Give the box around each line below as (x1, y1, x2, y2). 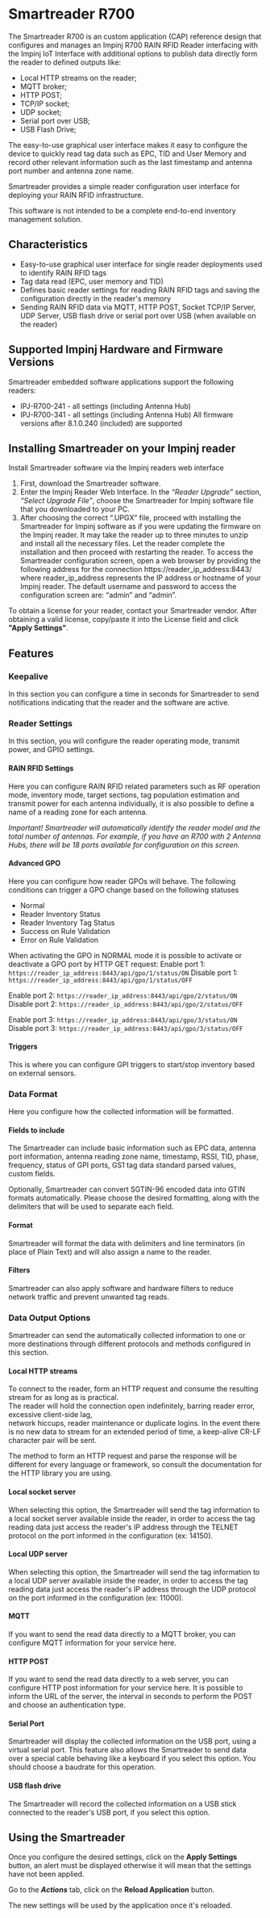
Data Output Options (8, 1312, 91, 1323)
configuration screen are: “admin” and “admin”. (19, 591, 177, 600)
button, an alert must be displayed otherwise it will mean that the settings (8, 1861, 252, 1870)
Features (8, 646, 54, 660)
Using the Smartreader (8, 1831, 126, 1844)
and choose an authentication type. (8, 1700, 127, 1710)
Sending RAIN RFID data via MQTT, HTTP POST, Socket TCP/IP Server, (19, 302, 256, 312)
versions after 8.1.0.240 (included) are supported (19, 418, 183, 428)
